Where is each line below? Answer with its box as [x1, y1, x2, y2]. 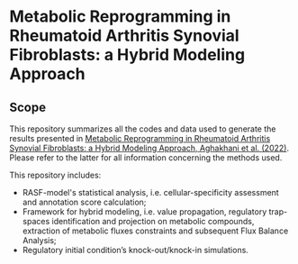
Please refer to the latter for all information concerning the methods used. [9, 152, 283, 163]
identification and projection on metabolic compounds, [51, 216, 255, 226]
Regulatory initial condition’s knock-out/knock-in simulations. [22, 245, 249, 255]
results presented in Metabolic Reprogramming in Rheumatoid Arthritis [9, 133, 271, 143]
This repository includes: [9, 169, 102, 180]
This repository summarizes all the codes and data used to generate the [9, 123, 276, 134]
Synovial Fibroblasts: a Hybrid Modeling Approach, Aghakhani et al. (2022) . [9, 142, 290, 153]
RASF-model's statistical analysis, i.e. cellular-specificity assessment [22, 187, 279, 197]
